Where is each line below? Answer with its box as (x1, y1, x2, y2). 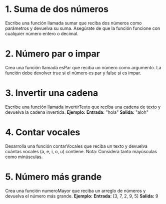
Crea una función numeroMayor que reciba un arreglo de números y (5, 188, 146, 194)
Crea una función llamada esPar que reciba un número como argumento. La (5, 64, 161, 70)
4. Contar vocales (5, 127, 80, 138)
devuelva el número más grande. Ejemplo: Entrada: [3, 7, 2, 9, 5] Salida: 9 (5, 193, 158, 199)
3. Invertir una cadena (5, 87, 98, 99)
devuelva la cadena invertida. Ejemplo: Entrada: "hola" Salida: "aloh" (5, 109, 149, 115)
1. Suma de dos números (5, 3, 109, 15)
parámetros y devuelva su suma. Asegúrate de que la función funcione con (5, 25, 160, 31)
